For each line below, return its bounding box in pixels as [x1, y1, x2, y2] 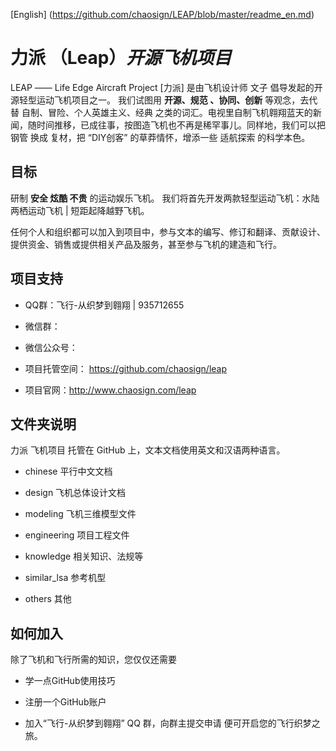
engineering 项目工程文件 [24, 529, 130, 541]
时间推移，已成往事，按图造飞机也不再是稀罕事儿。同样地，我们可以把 [36, 119, 326, 131]
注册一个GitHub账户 [24, 696, 107, 708]
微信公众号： [24, 341, 78, 353]
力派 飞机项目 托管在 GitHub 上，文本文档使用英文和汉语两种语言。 [10, 444, 286, 456]
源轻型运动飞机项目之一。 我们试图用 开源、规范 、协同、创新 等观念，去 [10, 94, 310, 106]
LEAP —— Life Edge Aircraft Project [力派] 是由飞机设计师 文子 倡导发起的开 [10, 81, 323, 93]
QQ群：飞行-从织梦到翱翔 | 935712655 [24, 299, 185, 311]
